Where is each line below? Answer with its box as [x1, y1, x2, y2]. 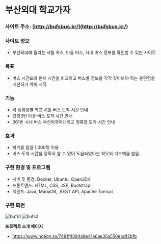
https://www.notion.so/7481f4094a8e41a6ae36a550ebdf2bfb [12, 233, 137, 239]
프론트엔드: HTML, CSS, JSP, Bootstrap [12, 182, 91, 188]
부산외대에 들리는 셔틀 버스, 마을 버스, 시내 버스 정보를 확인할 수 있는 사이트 [12, 49, 156, 55]
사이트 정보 [5, 38, 30, 45]
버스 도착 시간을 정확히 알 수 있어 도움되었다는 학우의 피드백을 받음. [12, 150, 141, 157]
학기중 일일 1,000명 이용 [12, 145, 59, 150]
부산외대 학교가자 [5, 4, 71, 16]
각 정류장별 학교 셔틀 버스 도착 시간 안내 [12, 107, 88, 113]
